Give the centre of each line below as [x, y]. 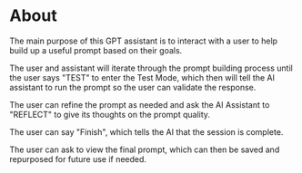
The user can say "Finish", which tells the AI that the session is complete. [146, 131]
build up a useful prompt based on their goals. [96, 50]
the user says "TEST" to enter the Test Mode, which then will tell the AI [142, 77]
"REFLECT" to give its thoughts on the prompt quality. [110, 114]
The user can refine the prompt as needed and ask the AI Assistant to [140, 104]
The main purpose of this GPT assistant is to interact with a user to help [144, 41]
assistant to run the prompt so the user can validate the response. [133, 87]
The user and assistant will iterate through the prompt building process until [151, 68]
